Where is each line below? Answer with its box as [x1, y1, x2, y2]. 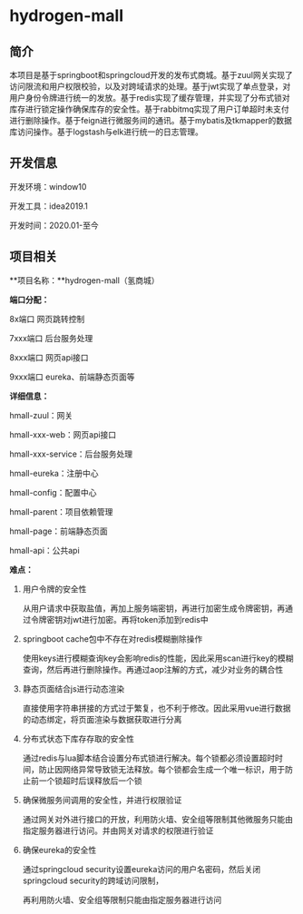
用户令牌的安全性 [22, 583, 87, 595]
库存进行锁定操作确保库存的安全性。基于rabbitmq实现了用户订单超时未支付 [9, 103, 290, 114]
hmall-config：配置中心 [9, 486, 97, 497]
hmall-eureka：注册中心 [9, 467, 99, 478]
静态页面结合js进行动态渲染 [22, 683, 125, 694]
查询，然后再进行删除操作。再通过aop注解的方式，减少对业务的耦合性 [22, 663, 284, 674]
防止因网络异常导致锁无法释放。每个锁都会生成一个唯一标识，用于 [38, 763, 286, 774]
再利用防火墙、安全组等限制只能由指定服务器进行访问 [22, 894, 222, 905]
